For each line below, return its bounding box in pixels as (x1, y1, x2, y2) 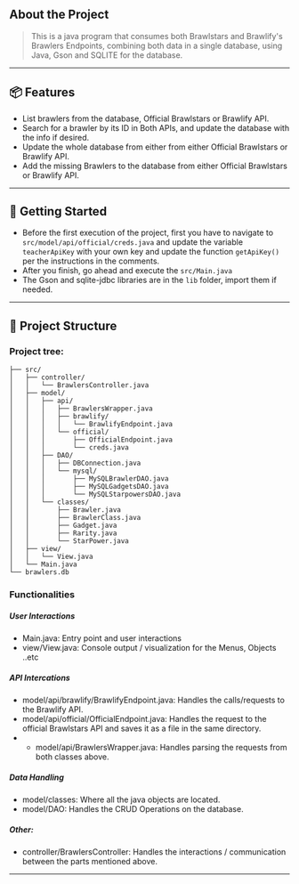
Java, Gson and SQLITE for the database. (30, 49, 183, 61)
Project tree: (9, 345, 64, 357)
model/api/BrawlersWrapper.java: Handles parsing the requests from (35, 742, 287, 752)
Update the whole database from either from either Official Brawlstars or (21, 142, 288, 152)
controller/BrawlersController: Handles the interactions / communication (21, 846, 287, 857)
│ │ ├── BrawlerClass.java (9, 514, 141, 523)
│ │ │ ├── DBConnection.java (9, 458, 141, 468)
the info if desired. (21, 132, 90, 142)
